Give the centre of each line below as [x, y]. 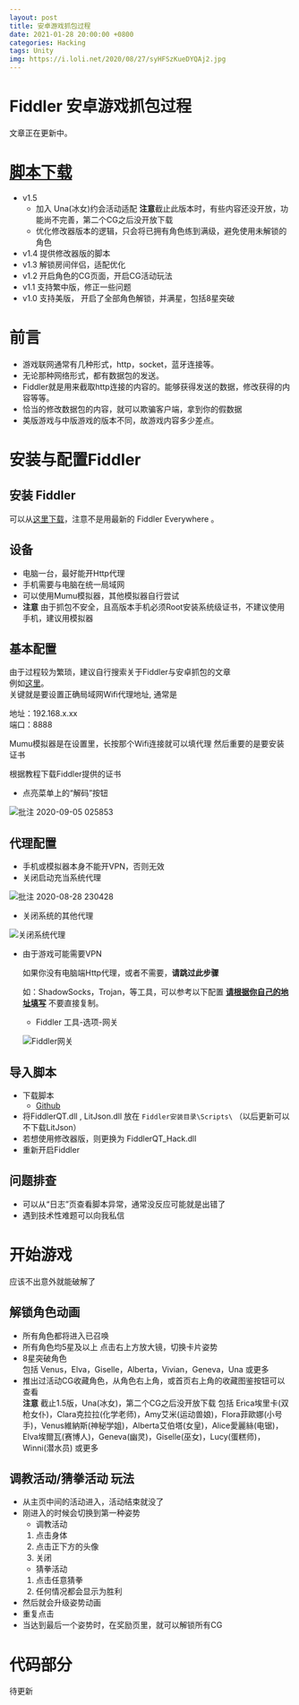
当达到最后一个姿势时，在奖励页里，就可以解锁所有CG [122, 1625]
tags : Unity [31, 51]
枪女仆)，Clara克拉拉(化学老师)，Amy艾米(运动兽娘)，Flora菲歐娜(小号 [152, 1414]
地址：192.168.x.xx [43, 714]
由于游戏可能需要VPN [62, 954]
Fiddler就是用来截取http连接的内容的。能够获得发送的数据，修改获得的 [152, 386]
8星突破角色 [44, 1358]
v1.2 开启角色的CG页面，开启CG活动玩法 [97, 275]
